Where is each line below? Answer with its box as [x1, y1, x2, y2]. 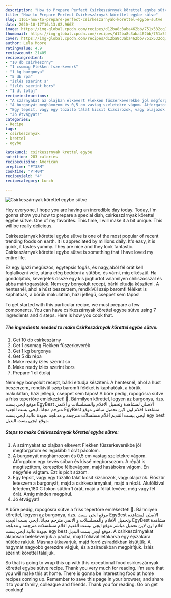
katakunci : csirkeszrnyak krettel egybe [5, 150, 93, 155]
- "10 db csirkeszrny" [5, 60, 53, 65]
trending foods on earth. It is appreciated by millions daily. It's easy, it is [5, 238, 156, 244]
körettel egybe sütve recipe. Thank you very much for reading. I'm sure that [5, 565, 164, 571]
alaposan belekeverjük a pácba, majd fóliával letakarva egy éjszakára [5, 534, 151, 540]
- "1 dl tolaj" [5, 88, 38, 94]
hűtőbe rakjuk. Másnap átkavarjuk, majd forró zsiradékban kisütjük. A [5, 539, 151, 545]
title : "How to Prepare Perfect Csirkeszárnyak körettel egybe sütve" [5, 12, 158, 17]
